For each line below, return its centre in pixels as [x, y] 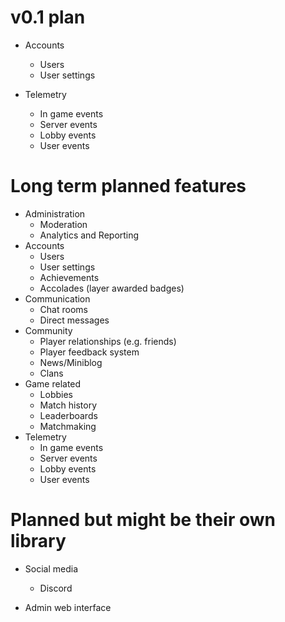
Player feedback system [89, 352]
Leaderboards [68, 415]
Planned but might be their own [143, 520]
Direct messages [74, 320]
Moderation [63, 224]
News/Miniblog [71, 362]
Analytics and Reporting [89, 235]
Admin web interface [68, 607]
